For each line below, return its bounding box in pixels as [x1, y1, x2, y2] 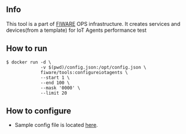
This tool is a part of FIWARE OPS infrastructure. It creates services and [6, 20, 181, 27]
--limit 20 [40, 90, 67, 96]
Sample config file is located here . [14, 122, 99, 129]
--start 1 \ [40, 75, 70, 81]
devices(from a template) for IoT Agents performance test [6, 26, 146, 33]
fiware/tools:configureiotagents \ [40, 69, 128, 75]
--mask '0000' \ [40, 85, 81, 91]
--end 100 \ [40, 79, 70, 86]
